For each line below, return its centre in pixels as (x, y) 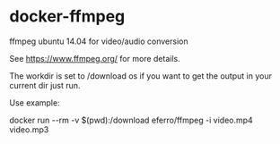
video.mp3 (29, 129)
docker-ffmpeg (67, 17)
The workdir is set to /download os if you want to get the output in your (140, 76)
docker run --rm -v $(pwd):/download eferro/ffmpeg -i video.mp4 (131, 120)
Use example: (35, 102)
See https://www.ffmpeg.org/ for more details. (95, 58)
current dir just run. (45, 85)
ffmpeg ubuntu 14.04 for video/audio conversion (99, 41)
